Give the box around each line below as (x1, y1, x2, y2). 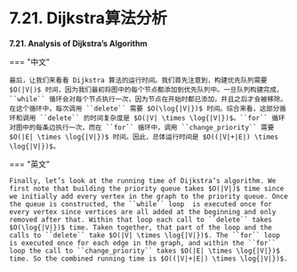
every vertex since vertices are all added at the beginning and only (9, 207, 277, 216)
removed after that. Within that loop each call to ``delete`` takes (9, 215, 273, 224)
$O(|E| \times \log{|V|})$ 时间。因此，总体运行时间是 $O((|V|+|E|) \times (9, 132, 278, 141)
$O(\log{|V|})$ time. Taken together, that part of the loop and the (9, 223, 273, 232)
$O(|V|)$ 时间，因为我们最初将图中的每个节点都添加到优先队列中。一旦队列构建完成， (9, 85, 284, 94)
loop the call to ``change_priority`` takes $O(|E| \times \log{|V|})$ (9, 246, 280, 255)
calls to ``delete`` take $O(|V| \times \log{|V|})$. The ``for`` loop (9, 230, 280, 240)
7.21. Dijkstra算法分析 (9, 8, 167, 28)
